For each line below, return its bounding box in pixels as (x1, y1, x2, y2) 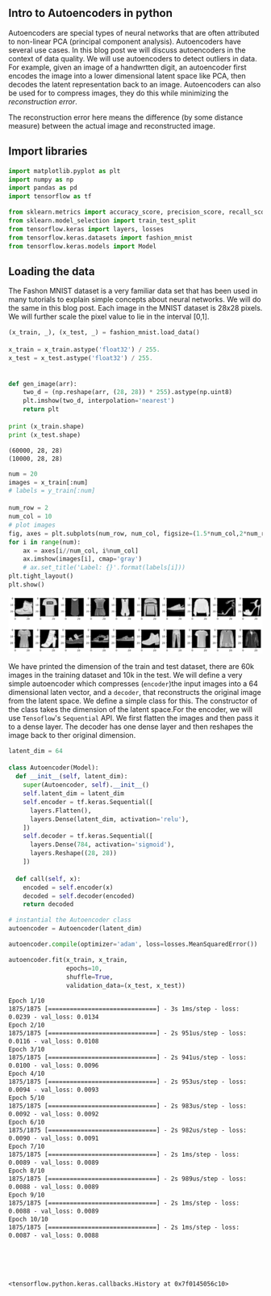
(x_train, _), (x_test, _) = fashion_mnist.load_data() (8, 328, 200, 337)
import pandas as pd (8, 184, 78, 193)
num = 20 (8, 469, 38, 478)
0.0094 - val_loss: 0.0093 (8, 1086, 99, 1095)
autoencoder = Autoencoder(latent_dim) (8, 925, 143, 933)
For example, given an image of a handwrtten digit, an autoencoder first (8, 62, 247, 72)
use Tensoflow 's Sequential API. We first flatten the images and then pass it (8, 713, 260, 722)
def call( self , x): (15, 875, 81, 883)
